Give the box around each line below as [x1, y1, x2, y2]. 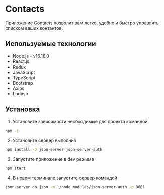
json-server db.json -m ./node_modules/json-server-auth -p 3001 [5, 185, 145, 190]
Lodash [12, 90, 29, 96]
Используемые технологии [5, 40, 96, 48]
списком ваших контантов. [5, 25, 63, 31]
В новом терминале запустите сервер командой [12, 175, 117, 181]
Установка [5, 105, 40, 114]
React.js [12, 58, 30, 64]
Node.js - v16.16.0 [12, 53, 49, 59]
